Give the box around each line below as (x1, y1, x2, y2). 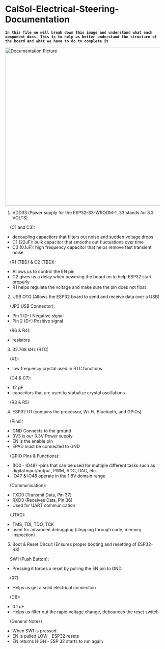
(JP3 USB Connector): (9, 303, 55, 309)
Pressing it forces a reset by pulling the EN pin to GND (12, 566, 122, 571)
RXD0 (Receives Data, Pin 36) (12, 497, 73, 503)
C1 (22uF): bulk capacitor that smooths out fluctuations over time (12, 239, 144, 245)
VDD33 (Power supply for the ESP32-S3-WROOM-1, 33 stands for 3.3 (12, 210, 154, 216)
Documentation (5, 14, 70, 25)
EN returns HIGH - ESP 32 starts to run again (12, 638, 103, 644)
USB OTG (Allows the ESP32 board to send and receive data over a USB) (12, 294, 160, 299)
